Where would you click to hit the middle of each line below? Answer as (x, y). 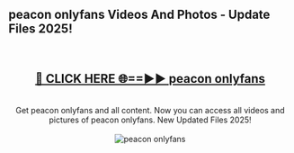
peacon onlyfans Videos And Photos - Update (139, 15)
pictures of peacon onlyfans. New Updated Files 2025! (150, 120)
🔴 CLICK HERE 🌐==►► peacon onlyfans (150, 79)
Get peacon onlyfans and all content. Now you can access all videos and (150, 110)
